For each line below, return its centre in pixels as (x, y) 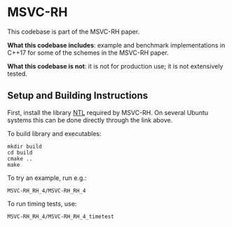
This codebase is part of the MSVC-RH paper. (74, 32)
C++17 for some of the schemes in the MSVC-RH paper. (88, 53)
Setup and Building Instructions (78, 96)
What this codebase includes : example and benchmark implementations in (116, 45)
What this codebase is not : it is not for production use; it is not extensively (115, 66)
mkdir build (25, 146)
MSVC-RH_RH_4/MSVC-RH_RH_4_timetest (61, 216)
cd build (20, 152)
